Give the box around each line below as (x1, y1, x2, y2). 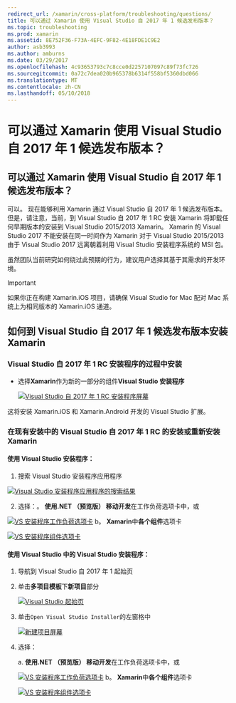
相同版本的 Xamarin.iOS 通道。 (26, 302, 116, 311)
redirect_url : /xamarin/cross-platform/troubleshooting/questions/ (7, 10, 212, 18)
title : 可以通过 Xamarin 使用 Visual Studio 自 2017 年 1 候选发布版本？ (7, 17, 215, 24)
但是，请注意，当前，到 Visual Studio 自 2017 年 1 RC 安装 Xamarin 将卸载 (7, 214, 222, 222)
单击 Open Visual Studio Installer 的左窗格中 (17, 613, 151, 621)
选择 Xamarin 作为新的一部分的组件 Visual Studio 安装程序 (17, 377, 185, 385)
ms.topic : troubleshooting (7, 24, 87, 31)
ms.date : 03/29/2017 (7, 57, 69, 64)
